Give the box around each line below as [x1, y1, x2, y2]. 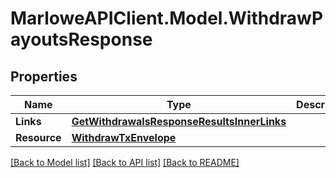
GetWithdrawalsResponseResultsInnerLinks [71, 115, 287, 128]
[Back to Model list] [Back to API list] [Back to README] [10, 157, 240, 168]
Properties [10, 68, 78, 85]
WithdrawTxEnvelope [71, 131, 177, 144]
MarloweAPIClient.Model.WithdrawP [10, 7, 324, 30]
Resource [15, 131, 62, 144]
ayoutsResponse [10, 28, 153, 51]
